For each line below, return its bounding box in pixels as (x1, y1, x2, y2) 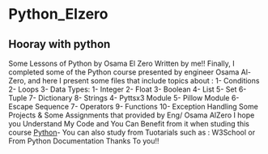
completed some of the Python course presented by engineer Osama (8, 67, 240, 77)
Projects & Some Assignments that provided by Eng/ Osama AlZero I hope (8, 110, 255, 120)
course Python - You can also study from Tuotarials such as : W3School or (8, 127, 256, 137)
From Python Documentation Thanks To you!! (8, 136, 160, 146)
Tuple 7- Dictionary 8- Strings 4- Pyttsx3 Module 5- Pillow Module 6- (8, 93, 240, 102)
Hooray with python (8, 37, 111, 51)
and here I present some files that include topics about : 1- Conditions (28, 76, 260, 85)
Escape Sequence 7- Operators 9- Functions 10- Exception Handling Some (8, 102, 259, 111)
